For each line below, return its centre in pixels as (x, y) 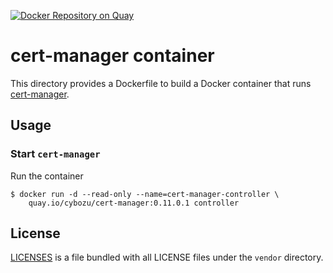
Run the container (47, 176)
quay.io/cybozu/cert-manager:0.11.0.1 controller (134, 203)
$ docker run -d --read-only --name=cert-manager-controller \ (145, 194)
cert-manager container (112, 56)
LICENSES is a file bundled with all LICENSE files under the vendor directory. (167, 257)
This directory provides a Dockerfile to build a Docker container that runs (161, 83)
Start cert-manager (55, 154)
